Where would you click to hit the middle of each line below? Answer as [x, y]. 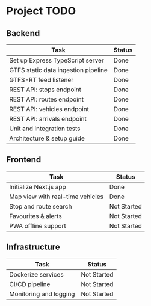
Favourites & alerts [35, 216]
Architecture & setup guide [47, 138]
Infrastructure [33, 247]
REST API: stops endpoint [45, 90]
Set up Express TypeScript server [57, 60]
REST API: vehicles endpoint [49, 109]
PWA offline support [38, 225]
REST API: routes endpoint [47, 99]
